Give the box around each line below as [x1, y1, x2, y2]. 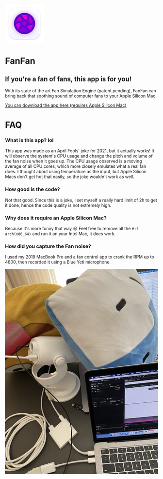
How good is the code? [5, 186, 60, 193]
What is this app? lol [5, 137, 54, 144]
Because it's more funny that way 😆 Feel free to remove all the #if [5, 226, 139, 232]
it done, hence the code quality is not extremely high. [5, 202, 112, 208]
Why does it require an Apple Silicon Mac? [5, 214, 107, 221]
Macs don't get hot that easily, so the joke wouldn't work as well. [5, 174, 134, 180]
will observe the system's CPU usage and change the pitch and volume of [5, 153, 153, 159]
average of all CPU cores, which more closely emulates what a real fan [5, 163, 147, 169]
